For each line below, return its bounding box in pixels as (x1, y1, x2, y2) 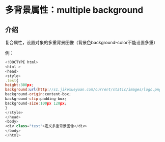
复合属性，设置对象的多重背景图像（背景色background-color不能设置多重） (5, 40, 158, 45)
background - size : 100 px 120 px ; (5, 101, 67, 106)
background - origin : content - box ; (5, 92, 71, 97)
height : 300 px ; (5, 83, 34, 87)
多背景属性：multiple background (5, 4, 143, 16)
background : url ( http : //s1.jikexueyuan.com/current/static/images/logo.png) (5, 87, 164, 92)
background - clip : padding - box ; (5, 96, 67, 101)
